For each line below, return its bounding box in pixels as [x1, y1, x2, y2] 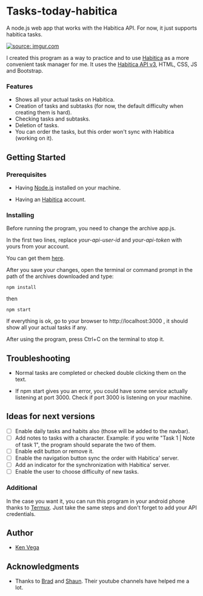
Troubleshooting [6, 353, 71, 363]
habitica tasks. [6, 30, 43, 38]
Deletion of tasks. [15, 122, 59, 129]
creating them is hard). [15, 109, 72, 116]
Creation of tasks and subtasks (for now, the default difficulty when [15, 102, 184, 110]
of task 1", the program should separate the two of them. [15, 441, 156, 448]
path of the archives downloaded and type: [6, 273, 114, 280]
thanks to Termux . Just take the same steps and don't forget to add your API [6, 504, 197, 511]
